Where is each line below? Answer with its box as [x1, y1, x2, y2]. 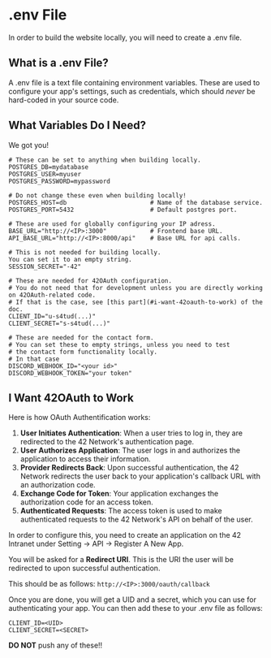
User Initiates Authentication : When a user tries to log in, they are [19, 428, 243, 438]
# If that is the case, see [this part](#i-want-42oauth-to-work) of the [8, 298, 264, 306]
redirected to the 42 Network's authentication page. [19, 437, 195, 447]
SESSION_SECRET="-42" [8, 262, 82, 271]
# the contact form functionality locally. [8, 348, 158, 356]
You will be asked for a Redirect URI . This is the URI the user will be [8, 555, 234, 565]
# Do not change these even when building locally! [8, 191, 187, 200]
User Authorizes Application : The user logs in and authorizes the [19, 445, 241, 456]
